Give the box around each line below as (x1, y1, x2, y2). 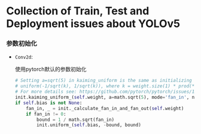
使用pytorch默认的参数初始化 (14, 66, 87, 73)
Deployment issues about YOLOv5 (6, 17, 181, 31)
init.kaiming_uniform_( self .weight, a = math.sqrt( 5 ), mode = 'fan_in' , (14, 95, 190, 100)
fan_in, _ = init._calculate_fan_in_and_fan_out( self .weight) (26, 105, 184, 111)
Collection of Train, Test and (6, 4, 150, 18)
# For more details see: (14, 89, 77, 95)
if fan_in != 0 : (26, 111, 66, 117)
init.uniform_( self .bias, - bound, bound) (36, 122, 142, 128)
